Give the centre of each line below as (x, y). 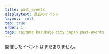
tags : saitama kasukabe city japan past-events (55, 32)
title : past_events (25, 9)
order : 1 (14, 28)
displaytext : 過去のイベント (32, 14)
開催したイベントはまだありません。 (42, 46)
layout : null (20, 18)
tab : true (15, 23)
